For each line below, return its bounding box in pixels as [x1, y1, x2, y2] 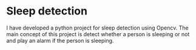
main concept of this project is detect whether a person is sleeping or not [6, 30, 190, 37]
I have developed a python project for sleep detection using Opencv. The [6, 24, 189, 31]
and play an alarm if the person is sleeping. [6, 37, 114, 44]
